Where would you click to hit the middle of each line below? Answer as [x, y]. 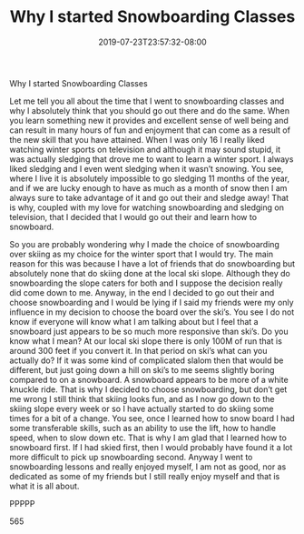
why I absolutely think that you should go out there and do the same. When [150, 110]
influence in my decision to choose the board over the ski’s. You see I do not [152, 312]
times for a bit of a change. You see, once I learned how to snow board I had [152, 418]
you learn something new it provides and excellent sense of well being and [149, 120]
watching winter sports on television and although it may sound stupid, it [145, 149]
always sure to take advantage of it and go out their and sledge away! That [149, 197]
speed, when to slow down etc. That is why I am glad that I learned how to [148, 438]
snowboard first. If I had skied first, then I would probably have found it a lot [151, 447]
